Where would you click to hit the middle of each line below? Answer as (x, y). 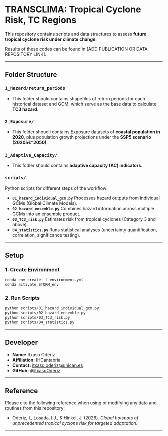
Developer (22, 342)
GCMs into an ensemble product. (46, 214)
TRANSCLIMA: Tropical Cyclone (73, 9)
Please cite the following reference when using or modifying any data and (81, 403)
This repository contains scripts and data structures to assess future (76, 34)
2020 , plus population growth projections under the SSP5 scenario (82, 137)
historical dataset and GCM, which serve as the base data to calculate (84, 104)
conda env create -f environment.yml (44, 280)
